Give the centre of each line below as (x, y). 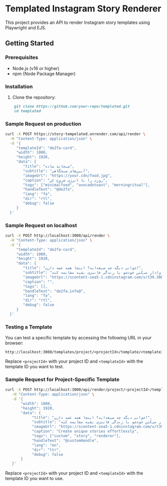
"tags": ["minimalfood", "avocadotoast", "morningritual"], (86, 185)
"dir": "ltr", (46, 450)
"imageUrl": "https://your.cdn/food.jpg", (68, 175)
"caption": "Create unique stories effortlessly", (85, 431)
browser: (14, 343)
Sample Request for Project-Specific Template (62, 379)
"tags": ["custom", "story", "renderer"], (76, 436)
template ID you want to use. (34, 479)
